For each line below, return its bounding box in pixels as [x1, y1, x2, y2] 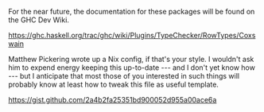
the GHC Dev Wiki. [8, 15, 70, 25]
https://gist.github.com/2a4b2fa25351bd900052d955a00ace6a [8, 95, 217, 104]
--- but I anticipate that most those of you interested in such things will [8, 71, 240, 80]
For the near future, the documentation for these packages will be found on [8, 7, 255, 16]
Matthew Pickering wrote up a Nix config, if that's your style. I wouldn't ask [8, 55, 254, 64]
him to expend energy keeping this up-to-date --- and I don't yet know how [8, 63, 256, 72]
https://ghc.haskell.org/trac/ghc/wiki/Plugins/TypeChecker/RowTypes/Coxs [8, 31, 256, 40]
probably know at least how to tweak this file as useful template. [8, 79, 219, 89]
